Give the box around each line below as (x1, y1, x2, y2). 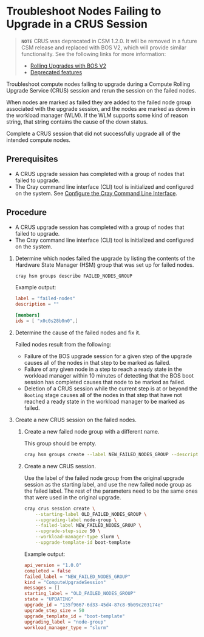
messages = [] (24, 585, 60, 591)
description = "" (15, 301, 59, 308)
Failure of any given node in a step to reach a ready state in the (24, 365, 182, 373)
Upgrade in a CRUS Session (6, 17, 148, 31)
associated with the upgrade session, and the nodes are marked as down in (6, 105, 195, 112)
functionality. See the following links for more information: (21, 50, 166, 57)
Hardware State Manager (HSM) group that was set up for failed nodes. (15, 261, 194, 269)
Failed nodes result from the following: (15, 340, 112, 348)
